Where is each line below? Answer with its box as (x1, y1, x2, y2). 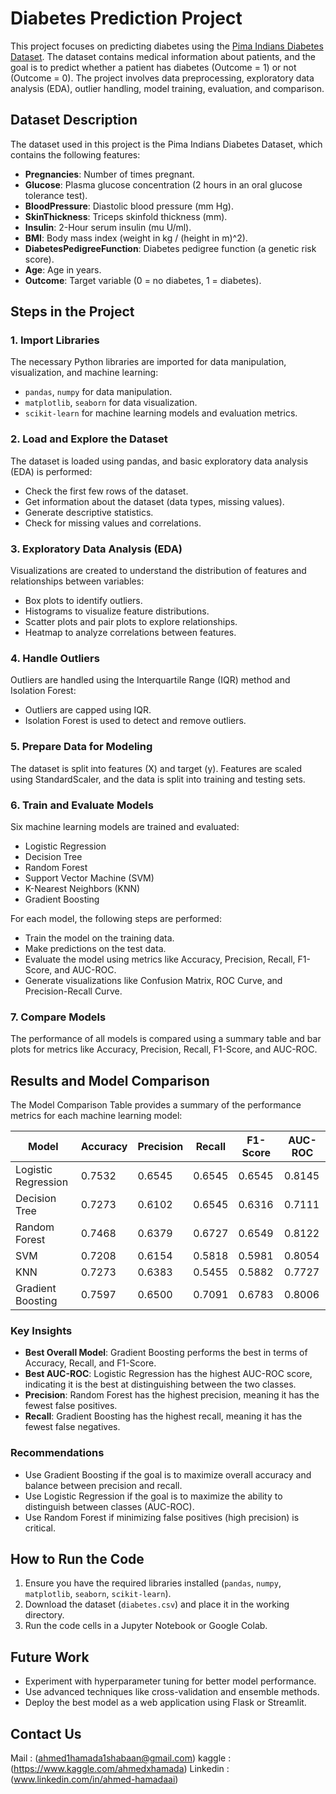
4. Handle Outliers (10, 651, 100, 665)
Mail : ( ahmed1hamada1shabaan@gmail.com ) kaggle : (10, 1752, 232, 1764)
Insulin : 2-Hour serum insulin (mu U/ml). (24, 221, 192, 233)
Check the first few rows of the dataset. (24, 485, 189, 497)
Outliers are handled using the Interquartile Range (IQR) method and (10, 674, 291, 686)
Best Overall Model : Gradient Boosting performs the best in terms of (24, 1347, 308, 1359)
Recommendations (10, 1446, 105, 1460)
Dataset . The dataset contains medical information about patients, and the (10, 50, 316, 62)
